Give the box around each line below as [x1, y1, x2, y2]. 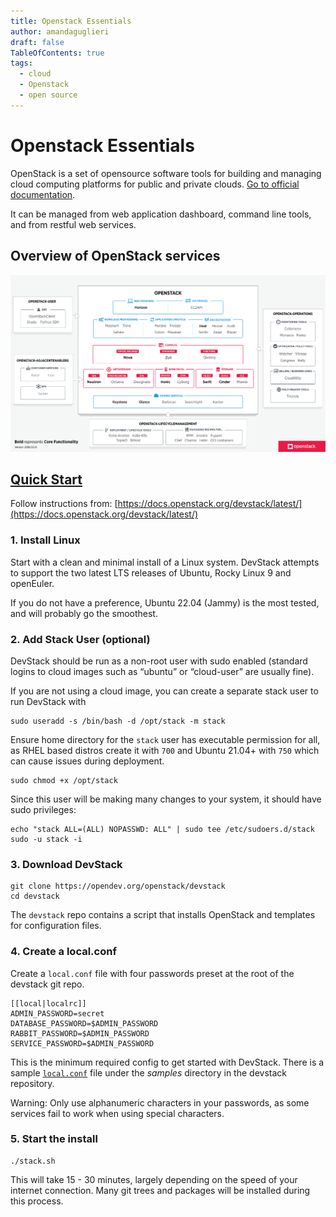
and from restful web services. [10, 218, 137, 230]
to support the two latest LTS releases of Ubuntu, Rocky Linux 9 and [10, 566, 292, 579]
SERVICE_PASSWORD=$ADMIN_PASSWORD [10, 1038, 155, 1049]
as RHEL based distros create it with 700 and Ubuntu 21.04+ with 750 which [10, 744, 320, 756]
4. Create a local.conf [10, 945, 117, 959]
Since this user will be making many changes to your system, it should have [10, 793, 322, 805]
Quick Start [10, 471, 83, 488]
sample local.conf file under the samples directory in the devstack [10, 1066, 287, 1079]
